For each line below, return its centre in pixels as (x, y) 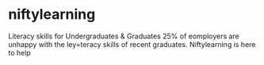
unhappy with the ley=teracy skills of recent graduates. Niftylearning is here (132, 44)
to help (20, 52)
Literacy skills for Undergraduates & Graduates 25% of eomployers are (124, 36)
